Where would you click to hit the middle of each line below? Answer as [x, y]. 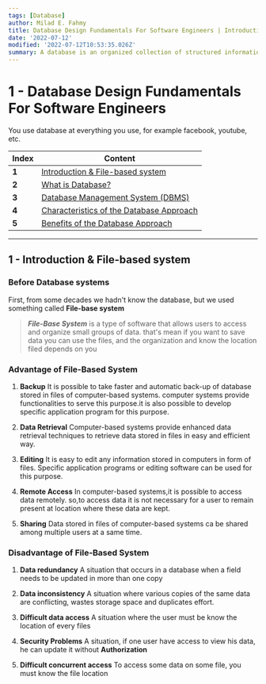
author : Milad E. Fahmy [47, 23]
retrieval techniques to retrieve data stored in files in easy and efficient [135, 435]
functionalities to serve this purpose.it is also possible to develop [125, 403]
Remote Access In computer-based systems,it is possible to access [131, 491]
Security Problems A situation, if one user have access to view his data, [137, 641]
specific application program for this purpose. [94, 411]
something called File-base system [66, 308]
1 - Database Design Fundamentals [125, 92]
